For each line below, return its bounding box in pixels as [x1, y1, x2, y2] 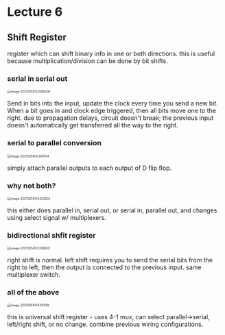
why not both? [7, 181, 56, 190]
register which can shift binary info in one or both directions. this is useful [7, 49, 215, 58]
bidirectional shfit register [7, 230, 96, 240]
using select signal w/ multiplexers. [7, 213, 106, 221]
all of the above [7, 288, 60, 297]
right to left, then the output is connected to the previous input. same [7, 263, 202, 271]
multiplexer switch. [7, 271, 60, 279]
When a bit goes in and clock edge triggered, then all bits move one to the [7, 107, 216, 115]
